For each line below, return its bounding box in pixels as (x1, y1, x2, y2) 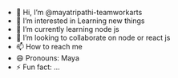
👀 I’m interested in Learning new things (15, 16, 145, 25)
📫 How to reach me (15, 42, 83, 51)
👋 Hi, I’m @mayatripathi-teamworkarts (15, 8, 143, 17)
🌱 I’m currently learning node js (15, 25, 119, 33)
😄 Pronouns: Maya (15, 53, 80, 63)
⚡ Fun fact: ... (15, 62, 60, 72)
